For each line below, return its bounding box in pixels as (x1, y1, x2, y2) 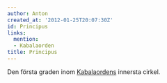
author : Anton (7, 10, 49, 17)
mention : (13, 36, 39, 43)
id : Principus (7, 23, 49, 30)
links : (7, 29, 26, 37)
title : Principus (7, 49, 58, 56)
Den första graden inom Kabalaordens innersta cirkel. (7, 67, 161, 76)
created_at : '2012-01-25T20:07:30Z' (7, 17, 113, 24)
